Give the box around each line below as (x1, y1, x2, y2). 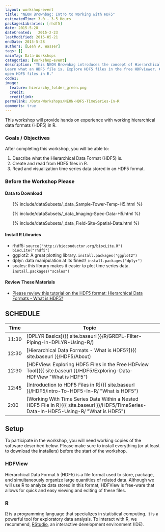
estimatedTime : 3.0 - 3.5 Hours (5, 16, 71, 21)
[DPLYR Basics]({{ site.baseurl (26, 332, 97, 339)
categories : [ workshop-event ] (5, 58, 67, 63)
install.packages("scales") (12, 269, 70, 274)
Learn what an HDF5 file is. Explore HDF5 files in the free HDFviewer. (5, 67, 157, 72)
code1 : (5, 76, 19, 81)
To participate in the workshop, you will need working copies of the (5, 437, 141, 444)
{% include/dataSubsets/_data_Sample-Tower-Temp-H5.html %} (12, 201, 143, 207)
